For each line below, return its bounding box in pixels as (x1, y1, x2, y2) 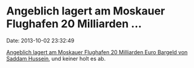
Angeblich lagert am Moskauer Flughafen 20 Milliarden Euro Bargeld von (6, 48, 188, 55)
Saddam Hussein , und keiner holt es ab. (6, 55, 106, 62)
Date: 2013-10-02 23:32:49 (6, 37, 75, 44)
